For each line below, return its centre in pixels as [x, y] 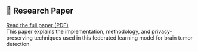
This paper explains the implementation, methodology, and [78, 31]
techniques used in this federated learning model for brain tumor [113, 38]
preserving [19, 38]
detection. [19, 44]
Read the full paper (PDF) [37, 25]
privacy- [162, 31]
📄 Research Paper [40, 11]
